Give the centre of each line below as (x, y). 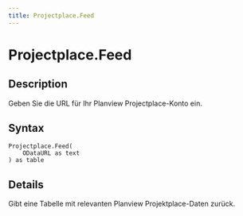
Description (38, 84)
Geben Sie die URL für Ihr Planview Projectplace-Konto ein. (106, 103)
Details (26, 185)
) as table (26, 160)
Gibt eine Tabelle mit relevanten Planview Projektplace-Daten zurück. (122, 204)
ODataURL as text (51, 153)
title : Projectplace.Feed (51, 15)
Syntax (26, 128)
